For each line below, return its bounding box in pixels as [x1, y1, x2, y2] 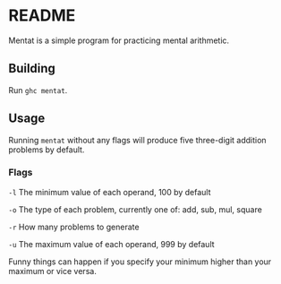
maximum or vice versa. [8, 265, 98, 276]
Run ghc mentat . [8, 84, 68, 95]
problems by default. [8, 144, 85, 155]
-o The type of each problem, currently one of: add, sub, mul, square [8, 203, 263, 215]
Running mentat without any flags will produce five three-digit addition [8, 134, 267, 145]
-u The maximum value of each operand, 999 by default [8, 238, 216, 249]
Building [8, 61, 55, 76]
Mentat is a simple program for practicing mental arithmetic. [8, 35, 230, 46]
